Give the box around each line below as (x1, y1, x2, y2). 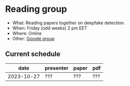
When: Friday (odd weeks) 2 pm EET (12, 25, 88, 31)
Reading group (5, 3, 67, 15)
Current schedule (5, 50, 61, 58)
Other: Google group (12, 36, 55, 42)
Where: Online (12, 30, 42, 36)
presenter (44, 64, 68, 71)
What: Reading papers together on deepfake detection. (12, 20, 126, 26)
